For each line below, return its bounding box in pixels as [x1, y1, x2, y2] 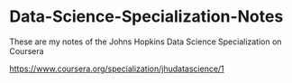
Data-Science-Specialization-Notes [9, 6, 284, 27]
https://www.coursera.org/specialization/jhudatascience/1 [9, 63, 225, 74]
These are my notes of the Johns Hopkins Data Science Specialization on [9, 36, 282, 47]
